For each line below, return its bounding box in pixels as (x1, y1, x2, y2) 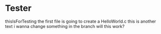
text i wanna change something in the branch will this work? (5, 23, 125, 29)
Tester (5, 3, 32, 14)
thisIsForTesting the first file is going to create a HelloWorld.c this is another (5, 18, 156, 24)
